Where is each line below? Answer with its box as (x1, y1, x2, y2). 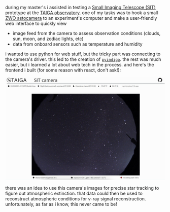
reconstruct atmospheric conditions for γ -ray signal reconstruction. (5, 195, 146, 202)
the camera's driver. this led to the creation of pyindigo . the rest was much (5, 56, 161, 62)
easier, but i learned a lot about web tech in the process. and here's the (5, 62, 154, 67)
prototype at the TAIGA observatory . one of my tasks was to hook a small (5, 10, 158, 16)
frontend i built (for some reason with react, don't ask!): (5, 67, 121, 73)
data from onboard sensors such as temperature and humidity (12, 41, 143, 47)
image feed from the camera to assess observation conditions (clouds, (12, 30, 161, 36)
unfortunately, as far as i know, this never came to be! (5, 201, 118, 207)
